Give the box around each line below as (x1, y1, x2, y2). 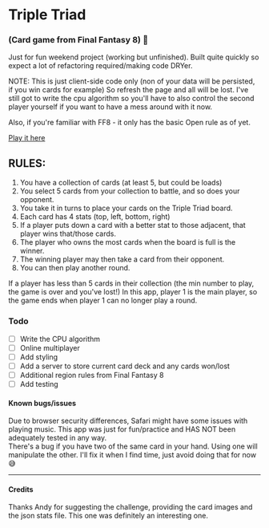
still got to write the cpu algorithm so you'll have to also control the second (8, 94, 255, 104)
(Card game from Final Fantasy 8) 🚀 (8, 35, 149, 46)
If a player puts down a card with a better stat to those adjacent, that (19, 221, 246, 230)
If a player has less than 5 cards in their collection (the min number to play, (8, 278, 255, 288)
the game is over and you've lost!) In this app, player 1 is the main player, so (8, 287, 258, 297)
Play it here (8, 133, 46, 143)
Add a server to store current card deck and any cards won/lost (19, 361, 231, 371)
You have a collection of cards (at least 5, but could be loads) (19, 178, 223, 188)
